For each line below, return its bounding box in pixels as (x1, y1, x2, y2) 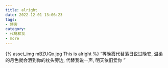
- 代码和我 (5, 31, 26, 36)
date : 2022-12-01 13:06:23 (5, 12, 63, 17)
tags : (5, 17, 17, 22)
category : (5, 27, 27, 32)
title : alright (5, 7, 38, 13)
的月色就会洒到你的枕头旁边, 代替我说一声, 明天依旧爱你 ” (5, 57, 126, 63)
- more (5, 36, 19, 41)
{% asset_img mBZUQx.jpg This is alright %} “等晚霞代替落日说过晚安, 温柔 (5, 51, 163, 57)
